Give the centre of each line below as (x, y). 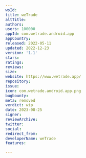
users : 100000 (20, 29)
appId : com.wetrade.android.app (40, 34)
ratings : (15, 62)
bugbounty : (17, 96)
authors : (15, 24)
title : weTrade (21, 15)
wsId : (11, 10)
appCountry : (18, 39)
